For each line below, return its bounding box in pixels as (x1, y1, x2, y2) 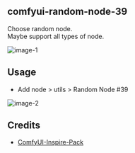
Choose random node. (7, 24, 73, 33)
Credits (7, 120, 41, 132)
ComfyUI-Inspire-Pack (17, 138, 83, 147)
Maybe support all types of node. (7, 32, 105, 40)
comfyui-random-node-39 (7, 6, 128, 18)
